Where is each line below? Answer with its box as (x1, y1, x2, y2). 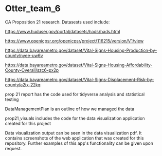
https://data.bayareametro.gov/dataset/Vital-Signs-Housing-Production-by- (5, 47, 157, 53)
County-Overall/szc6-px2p (5, 67, 59, 73)
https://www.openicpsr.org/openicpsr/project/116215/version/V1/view (5, 38, 144, 44)
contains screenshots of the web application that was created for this (5, 135, 144, 141)
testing (5, 96, 19, 102)
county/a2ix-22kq (5, 81, 41, 88)
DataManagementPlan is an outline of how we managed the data (5, 106, 135, 112)
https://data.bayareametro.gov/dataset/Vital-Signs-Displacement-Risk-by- (5, 77, 154, 82)
